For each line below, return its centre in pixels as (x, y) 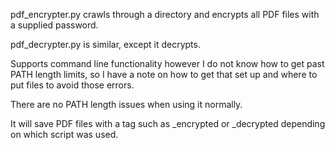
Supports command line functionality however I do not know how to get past (167, 63)
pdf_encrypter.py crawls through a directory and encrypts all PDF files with (165, 14)
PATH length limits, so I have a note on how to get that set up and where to (164, 74)
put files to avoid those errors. (72, 85)
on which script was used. (64, 134)
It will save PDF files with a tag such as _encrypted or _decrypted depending (168, 123)
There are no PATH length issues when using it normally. (126, 104)
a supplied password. (54, 25)
